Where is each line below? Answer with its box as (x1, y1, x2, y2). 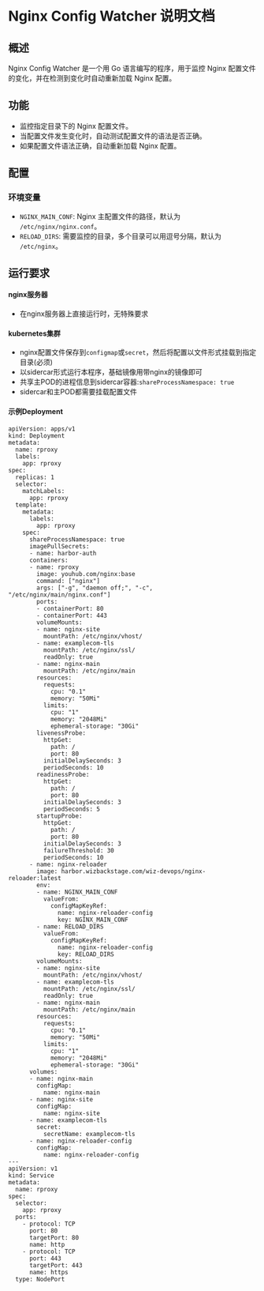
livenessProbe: (36, 728, 87, 737)
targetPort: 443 (28, 1261, 83, 1269)
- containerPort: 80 (36, 604, 104, 612)
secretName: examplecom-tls (43, 1130, 136, 1138)
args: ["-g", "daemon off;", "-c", (36, 584, 154, 592)
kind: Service (8, 1171, 55, 1180)
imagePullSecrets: (28, 542, 90, 550)
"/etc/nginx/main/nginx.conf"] (8, 590, 111, 599)
